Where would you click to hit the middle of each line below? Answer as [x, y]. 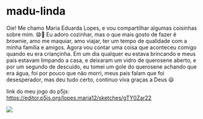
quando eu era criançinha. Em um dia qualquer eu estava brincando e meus [101, 53]
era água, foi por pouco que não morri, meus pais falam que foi [85, 73]
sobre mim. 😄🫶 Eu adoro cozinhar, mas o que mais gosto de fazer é [91, 34]
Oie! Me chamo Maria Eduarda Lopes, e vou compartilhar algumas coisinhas [102, 28]
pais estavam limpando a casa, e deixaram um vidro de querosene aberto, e [101, 60]
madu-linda [36, 11]
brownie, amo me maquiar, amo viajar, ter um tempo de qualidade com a [97, 41]
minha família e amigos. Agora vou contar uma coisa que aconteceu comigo [101, 47]
